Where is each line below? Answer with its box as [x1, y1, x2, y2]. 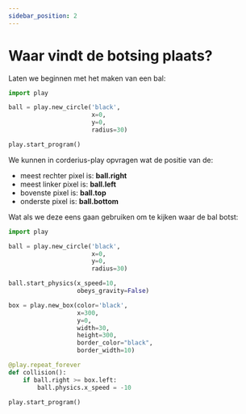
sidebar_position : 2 [8, 11, 78, 20]
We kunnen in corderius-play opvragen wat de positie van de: [8, 155, 214, 165]
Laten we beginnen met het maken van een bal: [8, 73, 166, 83]
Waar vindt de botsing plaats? [8, 46, 213, 65]
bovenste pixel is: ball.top [19, 187, 106, 198]
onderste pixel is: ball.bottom [19, 196, 119, 206]
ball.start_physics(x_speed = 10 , [8, 279, 117, 287]
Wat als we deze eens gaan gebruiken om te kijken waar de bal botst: [8, 211, 239, 222]
